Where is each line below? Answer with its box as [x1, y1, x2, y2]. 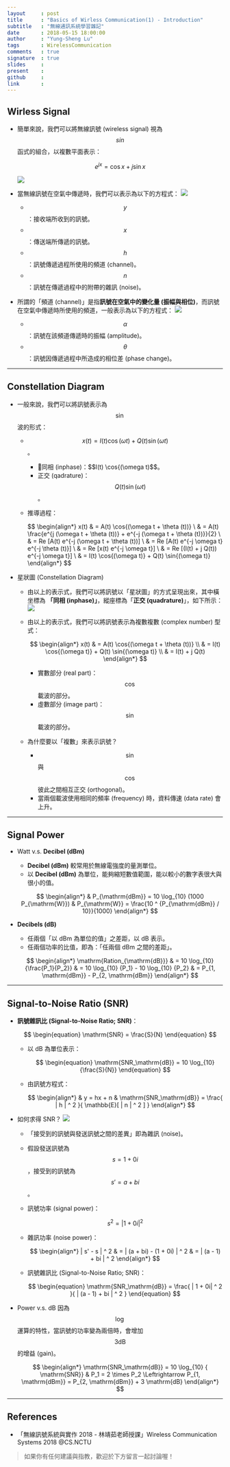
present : [7, 67, 44, 74]
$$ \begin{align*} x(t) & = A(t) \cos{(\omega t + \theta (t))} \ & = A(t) [27, 522, 219, 531]
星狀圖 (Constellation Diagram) [16, 573, 104, 581]
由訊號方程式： [27, 1080, 70, 1088]
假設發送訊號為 [27, 1144, 70, 1153]
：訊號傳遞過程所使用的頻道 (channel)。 [27, 260, 140, 268]
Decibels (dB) [16, 921, 57, 929]
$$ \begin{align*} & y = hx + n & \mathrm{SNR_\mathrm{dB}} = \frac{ [27, 1094, 223, 1102]
